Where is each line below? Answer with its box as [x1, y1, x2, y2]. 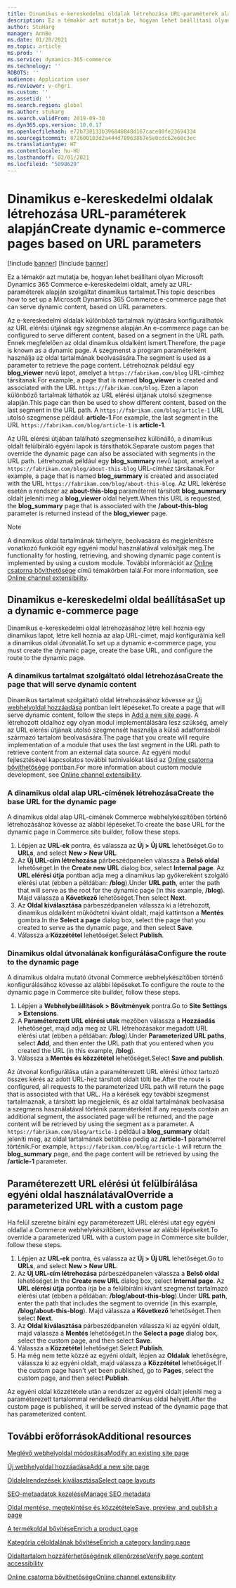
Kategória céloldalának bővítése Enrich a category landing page [7, 1538, 191, 1547]
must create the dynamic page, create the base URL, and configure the [7, 646, 213, 654]
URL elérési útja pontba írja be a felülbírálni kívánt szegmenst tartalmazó [17, 1284, 228, 1293]
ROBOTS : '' [7, 69, 39, 76]
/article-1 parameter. [7, 1157, 68, 1166]
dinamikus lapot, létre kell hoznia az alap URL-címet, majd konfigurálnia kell [7, 631, 225, 640]
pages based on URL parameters [7, 235, 202, 252]
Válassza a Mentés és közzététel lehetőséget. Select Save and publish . [17, 1054, 225, 1062]
